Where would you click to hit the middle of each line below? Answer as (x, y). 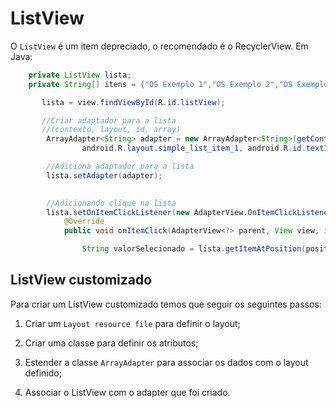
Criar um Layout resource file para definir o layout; (132, 323)
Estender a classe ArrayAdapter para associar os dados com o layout (166, 362)
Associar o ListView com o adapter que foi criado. (127, 392)
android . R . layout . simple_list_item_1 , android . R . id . (194, 148)
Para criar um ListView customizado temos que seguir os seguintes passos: (166, 304)
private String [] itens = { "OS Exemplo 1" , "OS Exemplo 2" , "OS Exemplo (178, 84)
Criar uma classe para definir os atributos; (111, 343)
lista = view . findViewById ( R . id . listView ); (133, 102)
